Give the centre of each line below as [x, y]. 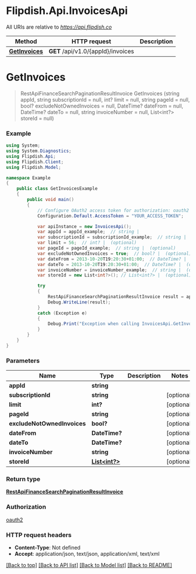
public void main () [51, 200]
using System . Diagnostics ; [39, 151]
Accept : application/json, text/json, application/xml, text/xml [87, 554]
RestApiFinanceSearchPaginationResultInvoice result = [116, 297]
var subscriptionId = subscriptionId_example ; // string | [112, 237]
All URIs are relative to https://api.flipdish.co [59, 27]
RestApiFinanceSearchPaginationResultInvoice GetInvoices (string [100, 93]
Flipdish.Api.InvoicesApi [67, 11]
